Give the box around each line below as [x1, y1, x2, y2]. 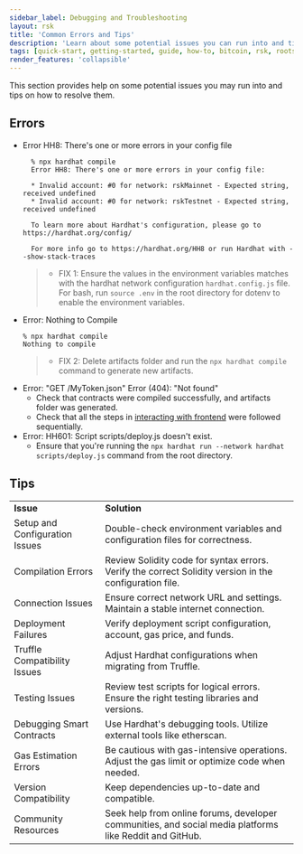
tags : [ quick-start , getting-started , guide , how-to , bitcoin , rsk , [9, 47, 272, 56]
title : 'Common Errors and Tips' [9, 30, 135, 39]
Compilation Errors [14, 565, 93, 577]
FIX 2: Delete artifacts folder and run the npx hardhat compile [58, 355, 287, 366]
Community [14, 812, 63, 825]
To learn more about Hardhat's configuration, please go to [31, 221, 262, 230]
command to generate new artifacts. [58, 365, 194, 376]
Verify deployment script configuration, [105, 616, 271, 629]
